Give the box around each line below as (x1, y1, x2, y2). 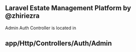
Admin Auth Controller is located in (5, 25, 77, 31)
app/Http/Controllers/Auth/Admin (5, 39, 112, 48)
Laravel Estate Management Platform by (5, 4, 131, 12)
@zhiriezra (5, 12, 40, 20)
